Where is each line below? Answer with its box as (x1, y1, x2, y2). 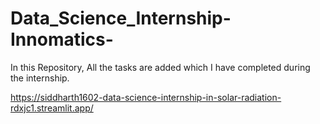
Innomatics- (10, 28, 114, 51)
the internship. (10, 72, 70, 84)
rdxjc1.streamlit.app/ (10, 102, 94, 114)
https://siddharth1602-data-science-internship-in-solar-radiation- (10, 91, 282, 103)
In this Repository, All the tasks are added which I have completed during (10, 61, 311, 73)
